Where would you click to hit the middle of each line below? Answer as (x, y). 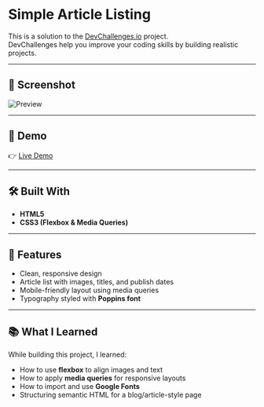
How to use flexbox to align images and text (91, 370)
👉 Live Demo (31, 156)
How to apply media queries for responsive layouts (103, 378)
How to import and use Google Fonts (79, 386)
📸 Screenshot (42, 85)
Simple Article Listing (80, 15)
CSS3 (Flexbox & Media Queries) (73, 222)
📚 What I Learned (53, 332)
